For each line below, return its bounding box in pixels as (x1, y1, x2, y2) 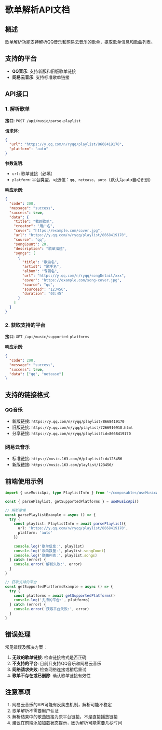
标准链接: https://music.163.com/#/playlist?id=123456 (12, 456, 122, 462)
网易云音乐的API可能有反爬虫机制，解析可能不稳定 (12, 702, 112, 708)
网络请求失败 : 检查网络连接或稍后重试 (12, 667, 87, 672)
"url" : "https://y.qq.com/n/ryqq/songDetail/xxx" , (22, 273, 126, 278)
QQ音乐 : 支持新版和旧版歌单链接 (12, 68, 76, 74)
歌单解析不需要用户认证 (12, 708, 59, 714)
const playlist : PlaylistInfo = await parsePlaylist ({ (13, 521, 126, 526)
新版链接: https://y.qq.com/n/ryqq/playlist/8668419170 (12, 418, 124, 424)
